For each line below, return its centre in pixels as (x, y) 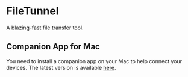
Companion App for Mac (53, 47)
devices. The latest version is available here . (61, 67)
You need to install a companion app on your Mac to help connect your (94, 61)
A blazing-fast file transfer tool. (45, 28)
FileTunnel (33, 11)
